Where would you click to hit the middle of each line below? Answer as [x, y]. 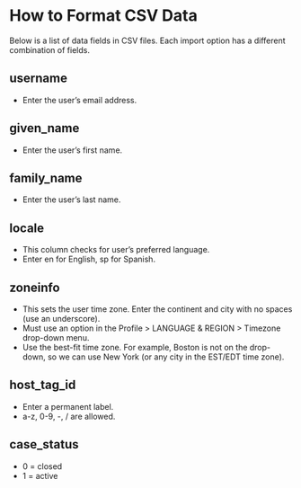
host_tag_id [43, 385]
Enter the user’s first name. [72, 150]
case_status [44, 444]
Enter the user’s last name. [71, 200]
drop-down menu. [56, 337]
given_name [44, 128]
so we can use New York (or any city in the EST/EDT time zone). [166, 357]
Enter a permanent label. [68, 406]
